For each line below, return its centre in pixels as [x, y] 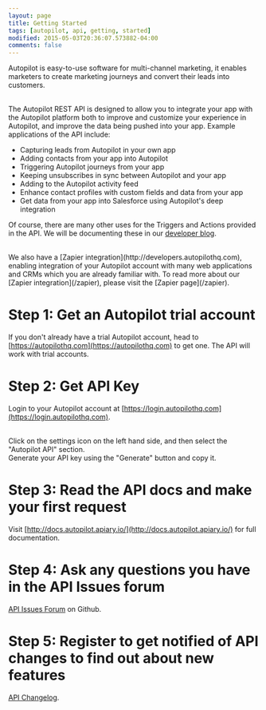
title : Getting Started [48, 23]
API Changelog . [34, 697]
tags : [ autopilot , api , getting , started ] [80, 30]
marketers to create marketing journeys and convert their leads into [119, 77]
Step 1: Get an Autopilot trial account [132, 315]
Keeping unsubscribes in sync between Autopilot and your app [123, 176]
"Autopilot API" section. [47, 449]
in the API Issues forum [87, 587]
